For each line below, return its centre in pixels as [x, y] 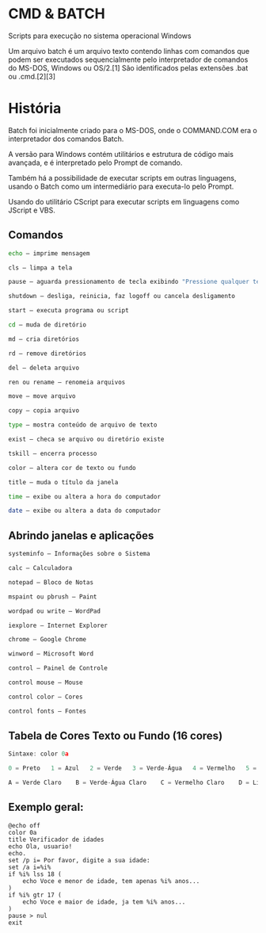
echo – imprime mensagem [49, 253]
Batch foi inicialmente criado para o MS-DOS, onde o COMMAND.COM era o [133, 130]
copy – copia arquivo [44, 411]
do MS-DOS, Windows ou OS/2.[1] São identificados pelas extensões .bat [128, 67]
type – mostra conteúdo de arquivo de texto [83, 425]
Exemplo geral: [46, 807]
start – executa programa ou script [68, 311]
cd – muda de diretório [47, 325]
